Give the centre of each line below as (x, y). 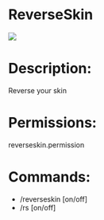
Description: (50, 69)
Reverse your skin (38, 90)
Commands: (50, 177)
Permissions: (52, 123)
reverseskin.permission (46, 144)
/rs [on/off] (38, 207)
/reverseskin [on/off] (53, 199)
